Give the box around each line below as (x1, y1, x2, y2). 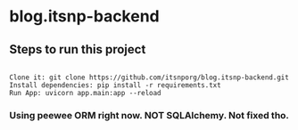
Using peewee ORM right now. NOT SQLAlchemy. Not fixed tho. (9, 109, 290, 121)
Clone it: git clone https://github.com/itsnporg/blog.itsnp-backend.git (9, 73, 290, 82)
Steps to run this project (9, 42, 146, 57)
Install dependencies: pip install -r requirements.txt (9, 81, 221, 90)
